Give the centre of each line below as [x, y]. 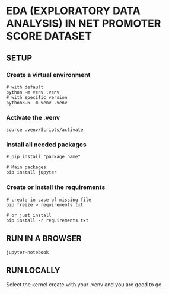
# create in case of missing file [49, 200]
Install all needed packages [47, 145]
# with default [25, 87]
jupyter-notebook [28, 252]
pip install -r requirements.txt [47, 220]
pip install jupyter [32, 172]
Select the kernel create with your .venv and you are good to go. [84, 285]
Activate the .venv [33, 117]
